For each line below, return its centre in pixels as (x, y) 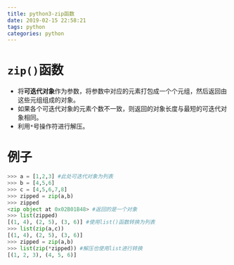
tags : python (26, 27)
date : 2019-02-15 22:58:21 (47, 20)
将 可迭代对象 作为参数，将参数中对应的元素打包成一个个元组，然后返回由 (122, 91)
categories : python (36, 33)
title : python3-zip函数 (41, 14)
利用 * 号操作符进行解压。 (53, 127)
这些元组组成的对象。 (48, 100)
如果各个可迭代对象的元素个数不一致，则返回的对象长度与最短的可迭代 (119, 109)
